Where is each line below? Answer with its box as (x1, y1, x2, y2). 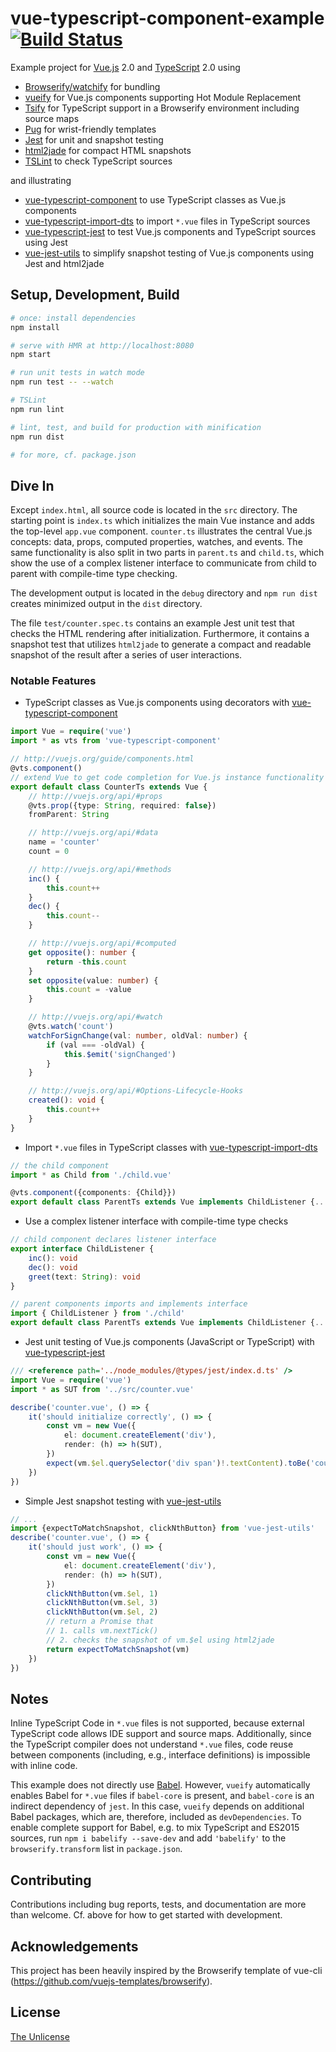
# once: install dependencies (10, 313, 137, 323)
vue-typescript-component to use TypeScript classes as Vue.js (24, 193, 287, 206)
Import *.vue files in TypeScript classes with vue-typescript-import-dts (24, 1141, 318, 1153)
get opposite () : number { (28, 947, 137, 957)
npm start (10, 350, 52, 360)
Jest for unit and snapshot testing (24, 133, 164, 146)
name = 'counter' (28, 837, 101, 847)
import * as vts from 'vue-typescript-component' (10, 736, 222, 746)
